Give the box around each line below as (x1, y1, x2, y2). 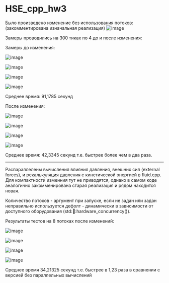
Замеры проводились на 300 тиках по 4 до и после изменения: (5, 35, 142, 41)
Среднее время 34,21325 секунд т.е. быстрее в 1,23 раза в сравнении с (5, 266, 160, 272)
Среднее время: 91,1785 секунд (5, 93, 73, 99)
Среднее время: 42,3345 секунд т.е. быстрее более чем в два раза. (5, 152, 152, 158)
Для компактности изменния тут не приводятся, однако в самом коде (5, 177, 157, 183)
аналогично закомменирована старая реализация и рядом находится (5, 182, 156, 188)
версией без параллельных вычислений (5, 272, 92, 278)
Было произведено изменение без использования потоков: (5, 20, 133, 26)
